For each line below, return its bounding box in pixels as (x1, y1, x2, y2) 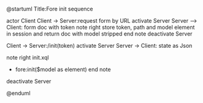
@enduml (6, 90, 31, 97)
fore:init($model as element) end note (15, 66, 112, 73)
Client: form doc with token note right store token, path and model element (6, 24, 195, 31)
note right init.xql (6, 54, 49, 61)
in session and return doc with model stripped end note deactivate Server (6, 30, 193, 37)
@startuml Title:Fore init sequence (6, 6, 93, 12)
